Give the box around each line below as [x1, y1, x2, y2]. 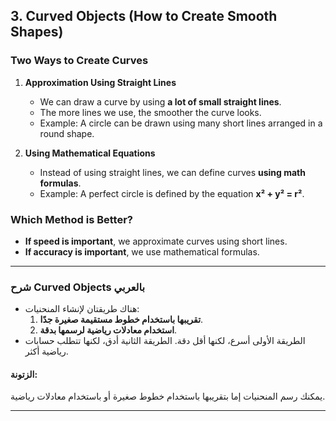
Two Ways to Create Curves [10, 54, 149, 68]
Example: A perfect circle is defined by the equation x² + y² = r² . [39, 187, 305, 199]
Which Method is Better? [10, 212, 133, 226]
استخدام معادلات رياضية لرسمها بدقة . [39, 324, 178, 336]
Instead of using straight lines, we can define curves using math [39, 166, 306, 178]
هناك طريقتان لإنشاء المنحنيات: [24, 303, 140, 315]
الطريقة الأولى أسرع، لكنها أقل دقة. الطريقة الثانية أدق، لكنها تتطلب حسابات [24, 335, 306, 347]
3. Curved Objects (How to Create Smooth [10, 8, 278, 25]
